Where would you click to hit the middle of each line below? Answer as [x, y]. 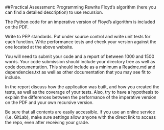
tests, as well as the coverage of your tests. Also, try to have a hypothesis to [82, 92]
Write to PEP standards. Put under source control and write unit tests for [78, 37]
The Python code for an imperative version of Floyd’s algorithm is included [80, 22]
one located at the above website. [39, 47]
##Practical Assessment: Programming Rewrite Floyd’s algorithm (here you [81, 7]
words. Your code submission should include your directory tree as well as [80, 62]
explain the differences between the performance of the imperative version [81, 97]
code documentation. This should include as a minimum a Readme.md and [80, 67]
